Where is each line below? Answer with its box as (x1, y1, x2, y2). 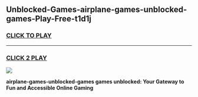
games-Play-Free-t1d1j (6, 14, 92, 24)
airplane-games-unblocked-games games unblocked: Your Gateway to (6, 78, 184, 85)
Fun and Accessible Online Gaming (6, 84, 94, 91)
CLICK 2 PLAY (6, 53, 47, 62)
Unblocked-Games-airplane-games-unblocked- (6, 5, 187, 15)
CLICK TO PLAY (6, 32, 52, 40)
